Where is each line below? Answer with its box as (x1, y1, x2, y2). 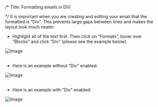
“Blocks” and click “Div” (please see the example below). (12, 39, 128, 44)
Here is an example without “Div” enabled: (12, 63, 98, 68)
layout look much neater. (5, 24, 55, 30)
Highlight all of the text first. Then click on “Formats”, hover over (12, 34, 142, 39)
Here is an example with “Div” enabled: (12, 87, 92, 92)
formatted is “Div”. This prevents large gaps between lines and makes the (5, 19, 154, 24)
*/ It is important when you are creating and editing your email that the (5, 14, 147, 19)
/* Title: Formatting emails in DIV (5, 4, 71, 10)
